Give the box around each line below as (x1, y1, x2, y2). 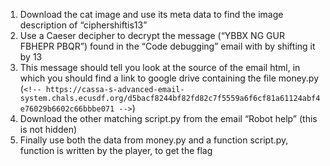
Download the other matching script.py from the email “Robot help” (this (19, 113, 318, 124)
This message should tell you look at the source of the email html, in (19, 62, 301, 73)
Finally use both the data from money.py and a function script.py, (19, 134, 289, 146)
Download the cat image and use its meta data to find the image (19, 9, 284, 20)
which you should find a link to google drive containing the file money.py (19, 72, 320, 84)
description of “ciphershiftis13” (19, 19, 148, 31)
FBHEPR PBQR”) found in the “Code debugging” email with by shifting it (19, 40, 316, 52)
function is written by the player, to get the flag (19, 145, 213, 156)
